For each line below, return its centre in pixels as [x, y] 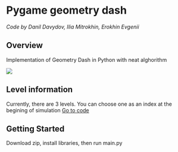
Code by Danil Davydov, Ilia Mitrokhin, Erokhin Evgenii [73, 27]
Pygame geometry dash [66, 10]
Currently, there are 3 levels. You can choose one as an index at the [89, 104]
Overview [25, 45]
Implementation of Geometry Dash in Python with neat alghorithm [87, 59]
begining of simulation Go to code [48, 110]
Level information [40, 90]
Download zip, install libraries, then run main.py [64, 143]
